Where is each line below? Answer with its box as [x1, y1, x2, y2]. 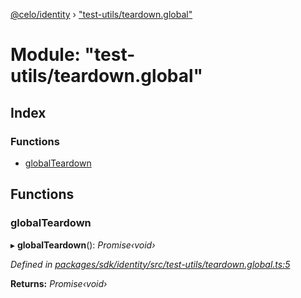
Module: [10, 44, 81, 66]
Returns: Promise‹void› [10, 277, 108, 289]
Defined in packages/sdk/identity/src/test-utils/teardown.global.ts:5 [10, 258, 291, 270]
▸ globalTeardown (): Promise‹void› [10, 239, 156, 251]
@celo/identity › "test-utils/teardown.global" [10, 9, 193, 20]
